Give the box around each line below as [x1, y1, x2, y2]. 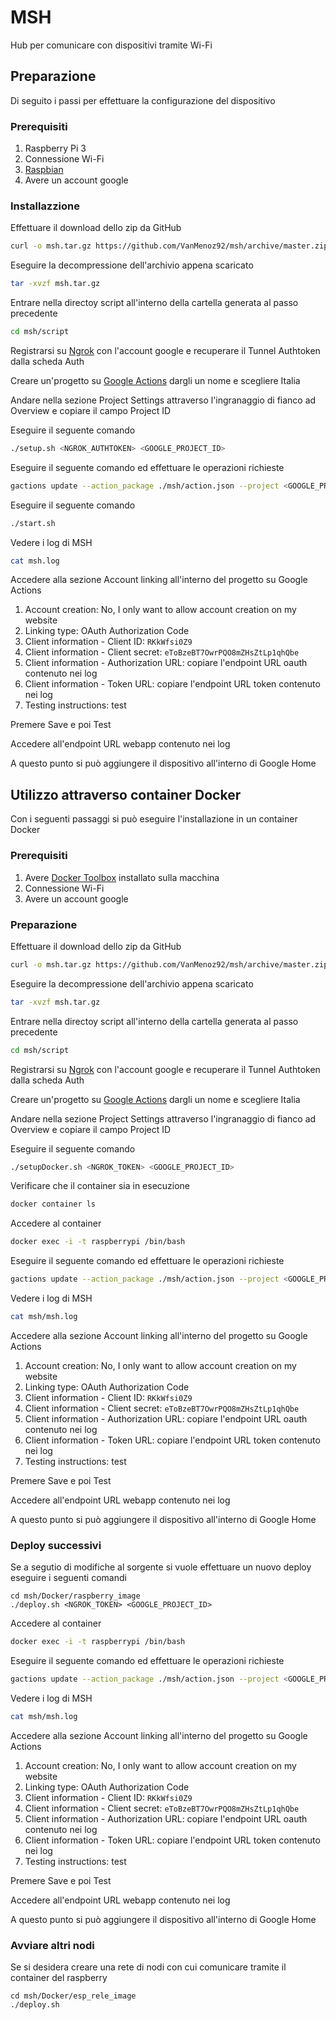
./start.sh [10, 518, 56, 528]
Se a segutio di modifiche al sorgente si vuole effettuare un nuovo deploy [10, 1561, 312, 1573]
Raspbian [24, 164, 64, 176]
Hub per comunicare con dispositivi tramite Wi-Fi [10, 39, 213, 51]
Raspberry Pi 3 [24, 142, 87, 155]
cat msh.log [10, 556, 60, 566]
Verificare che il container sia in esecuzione [10, 1180, 191, 1192]
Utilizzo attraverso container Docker [10, 786, 242, 803]
